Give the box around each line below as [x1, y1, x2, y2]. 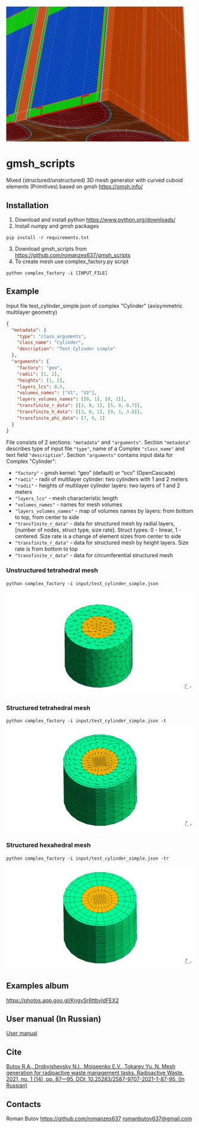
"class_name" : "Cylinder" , [17, 339, 84, 346]
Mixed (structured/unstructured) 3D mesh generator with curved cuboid [6, 177, 184, 184]
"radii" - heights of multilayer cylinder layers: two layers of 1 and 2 [14, 481, 181, 489]
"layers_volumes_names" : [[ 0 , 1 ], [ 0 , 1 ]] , [17, 396, 127, 403]
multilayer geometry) [6, 308, 58, 316]
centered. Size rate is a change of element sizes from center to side [14, 532, 182, 540]
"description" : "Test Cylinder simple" [17, 346, 116, 352]
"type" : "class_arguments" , [17, 333, 86, 339]
